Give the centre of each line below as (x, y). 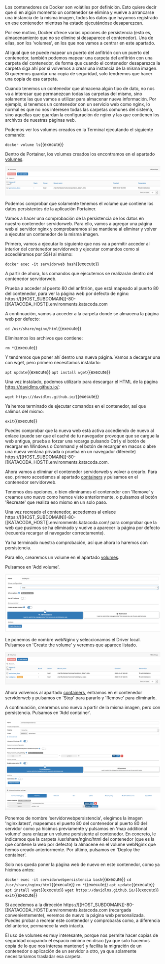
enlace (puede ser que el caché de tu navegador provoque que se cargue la (82, 435)
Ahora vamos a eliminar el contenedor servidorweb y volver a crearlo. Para (81, 472)
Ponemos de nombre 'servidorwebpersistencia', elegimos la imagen (74, 818)
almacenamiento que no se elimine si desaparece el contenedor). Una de (79, 38)
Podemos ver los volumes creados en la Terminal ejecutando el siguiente (79, 130)
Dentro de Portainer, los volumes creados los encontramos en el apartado (80, 154)
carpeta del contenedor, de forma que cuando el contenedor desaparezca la (83, 63)
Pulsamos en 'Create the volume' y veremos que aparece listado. (71, 645)
